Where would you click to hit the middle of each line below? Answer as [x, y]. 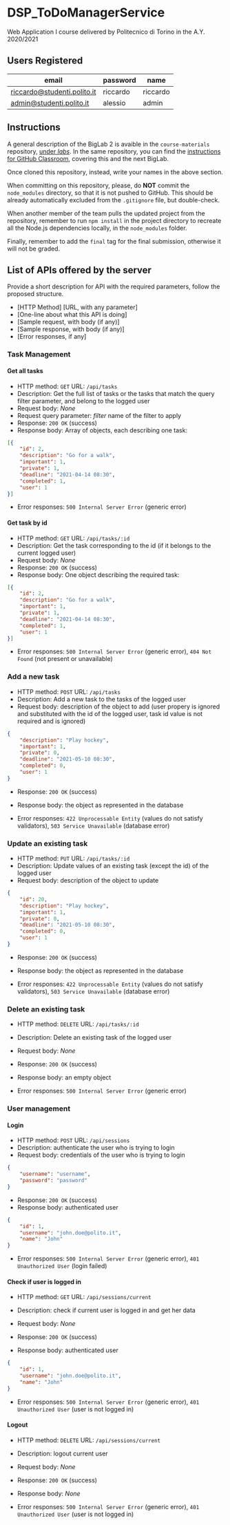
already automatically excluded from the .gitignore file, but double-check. [114, 200]
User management [39, 1108]
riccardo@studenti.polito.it [53, 92]
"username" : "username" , [55, 1174]
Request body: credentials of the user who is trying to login [101, 1155]
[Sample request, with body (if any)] [68, 322]
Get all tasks [25, 370]
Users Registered [45, 61]
